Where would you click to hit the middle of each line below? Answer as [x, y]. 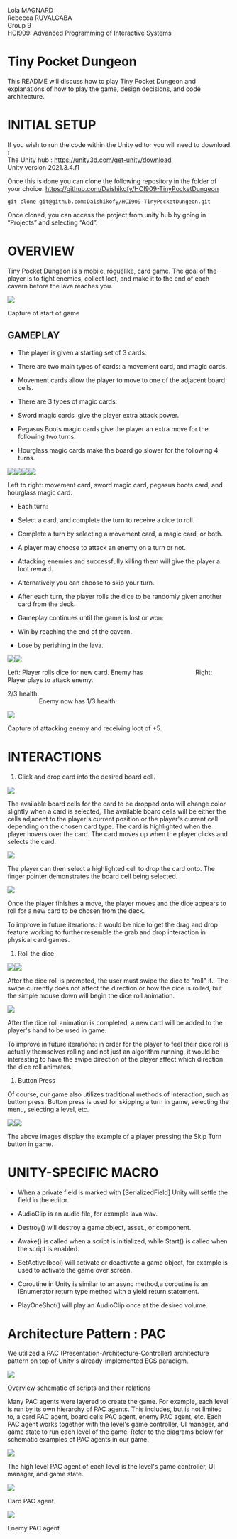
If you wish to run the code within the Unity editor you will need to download [119, 144]
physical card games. [39, 939]
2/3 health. [23, 693]
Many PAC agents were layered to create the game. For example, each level [118, 1402]
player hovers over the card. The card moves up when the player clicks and [118, 833]
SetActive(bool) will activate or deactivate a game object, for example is [123, 1262]
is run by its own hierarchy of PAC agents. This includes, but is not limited [115, 1409]
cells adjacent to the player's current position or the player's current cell [113, 819]
